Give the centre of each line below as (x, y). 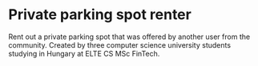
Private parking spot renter (100, 15)
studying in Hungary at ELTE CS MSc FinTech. (84, 53)
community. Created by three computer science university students (119, 45)
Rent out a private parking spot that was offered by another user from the (129, 37)
